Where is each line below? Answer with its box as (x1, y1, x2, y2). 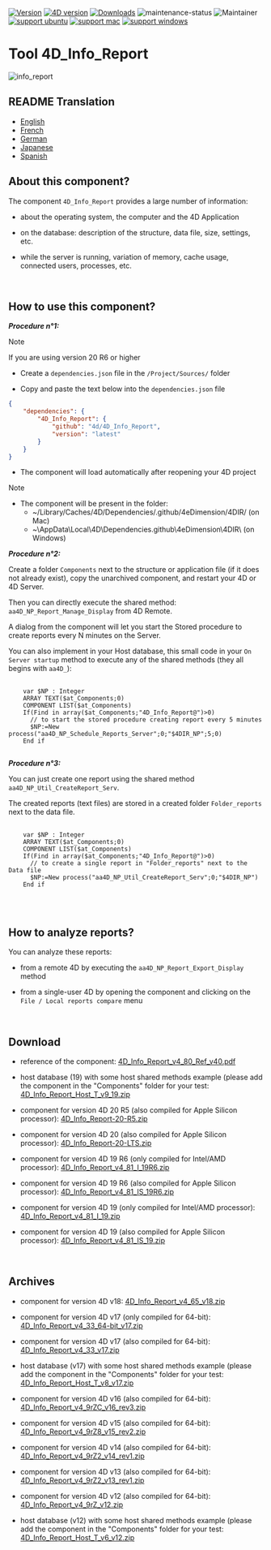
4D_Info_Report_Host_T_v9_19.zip (19, 1090, 131, 1099)
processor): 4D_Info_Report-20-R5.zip (19, 1114, 148, 1123)
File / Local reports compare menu (19, 996, 143, 1005)
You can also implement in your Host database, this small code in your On (8, 646, 252, 657)
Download (8, 1035, 61, 1048)
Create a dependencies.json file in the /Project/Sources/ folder (19, 368, 231, 378)
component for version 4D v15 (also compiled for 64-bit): (19, 1418, 211, 1427)
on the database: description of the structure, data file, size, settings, (19, 227, 251, 237)
